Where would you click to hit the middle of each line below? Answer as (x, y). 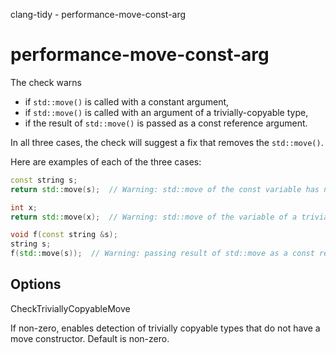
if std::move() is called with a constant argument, (127, 101)
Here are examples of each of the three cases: (106, 161)
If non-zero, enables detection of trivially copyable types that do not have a (165, 328)
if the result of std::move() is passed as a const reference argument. (166, 123)
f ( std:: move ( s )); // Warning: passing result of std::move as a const (162, 254)
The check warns (46, 82)
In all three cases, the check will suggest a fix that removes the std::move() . (167, 142)
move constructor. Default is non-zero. (90, 338)
